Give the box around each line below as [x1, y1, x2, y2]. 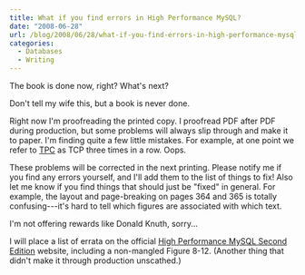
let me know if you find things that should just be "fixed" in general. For [9, 182, 276, 192]
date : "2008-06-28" [9, 22, 84, 31]
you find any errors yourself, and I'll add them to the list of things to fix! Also [9, 172, 293, 182]
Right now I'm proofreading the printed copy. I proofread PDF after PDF [9, 115, 276, 126]
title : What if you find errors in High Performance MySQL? [9, 13, 242, 23]
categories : [9, 38, 54, 48]
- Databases [17, 47, 64, 56]
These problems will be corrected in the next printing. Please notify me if [9, 162, 282, 172]
